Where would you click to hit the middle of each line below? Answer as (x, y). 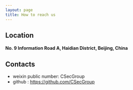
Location (20, 35)
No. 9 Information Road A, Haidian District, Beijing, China (67, 48)
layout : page (19, 10)
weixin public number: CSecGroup (49, 76)
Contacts (20, 64)
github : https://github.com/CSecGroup (54, 82)
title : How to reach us (31, 15)
